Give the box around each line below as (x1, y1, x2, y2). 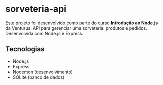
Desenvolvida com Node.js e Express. (5, 30, 84, 36)
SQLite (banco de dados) (12, 74, 65, 80)
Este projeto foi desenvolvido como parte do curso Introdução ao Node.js (5, 20, 158, 26)
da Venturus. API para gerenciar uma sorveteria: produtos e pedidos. (5, 25, 147, 31)
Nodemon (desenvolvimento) (12, 69, 73, 75)
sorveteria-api (5, 3, 67, 15)
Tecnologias (5, 45, 45, 53)
